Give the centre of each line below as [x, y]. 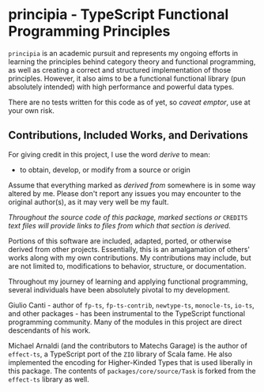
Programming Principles [89, 31]
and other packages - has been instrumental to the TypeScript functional [127, 313]
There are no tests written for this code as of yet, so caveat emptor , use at [129, 102]
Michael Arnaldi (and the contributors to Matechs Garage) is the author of [128, 345]
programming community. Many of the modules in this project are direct [125, 322]
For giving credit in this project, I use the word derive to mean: [109, 154]
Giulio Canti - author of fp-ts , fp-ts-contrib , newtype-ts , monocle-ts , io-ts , [131, 305]
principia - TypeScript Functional [119, 15]
